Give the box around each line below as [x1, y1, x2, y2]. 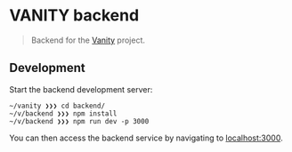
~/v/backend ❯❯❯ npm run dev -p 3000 [9, 116, 150, 125]
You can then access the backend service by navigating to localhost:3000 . [9, 132, 283, 143]
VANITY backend [9, 5, 140, 26]
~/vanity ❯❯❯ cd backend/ [9, 101, 105, 110]
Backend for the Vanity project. [30, 35, 145, 45]
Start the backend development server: [9, 84, 153, 94]
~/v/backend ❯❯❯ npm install [9, 108, 118, 118]
